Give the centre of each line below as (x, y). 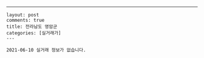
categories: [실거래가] (34, 33)
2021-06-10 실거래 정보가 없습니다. (46, 50)
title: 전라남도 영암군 (32, 27)
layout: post (23, 15)
